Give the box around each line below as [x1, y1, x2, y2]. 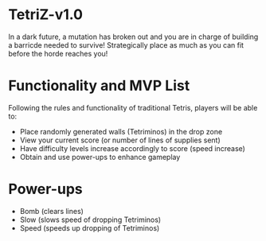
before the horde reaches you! [8, 49, 108, 58]
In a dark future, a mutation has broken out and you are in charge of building [8, 32, 259, 41]
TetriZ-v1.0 [8, 6, 84, 24]
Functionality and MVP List [8, 77, 190, 95]
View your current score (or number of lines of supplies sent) [19, 135, 221, 145]
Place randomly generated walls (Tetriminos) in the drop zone [19, 126, 223, 136]
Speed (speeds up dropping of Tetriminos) [19, 223, 160, 232]
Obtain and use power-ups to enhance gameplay [19, 152, 181, 161]
